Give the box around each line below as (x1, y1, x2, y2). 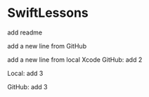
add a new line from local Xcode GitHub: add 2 (7, 55, 143, 64)
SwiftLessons (7, 5, 89, 21)
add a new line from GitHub (7, 41, 86, 50)
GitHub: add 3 (7, 82, 48, 91)
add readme (7, 28, 43, 37)
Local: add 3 (7, 69, 44, 77)
